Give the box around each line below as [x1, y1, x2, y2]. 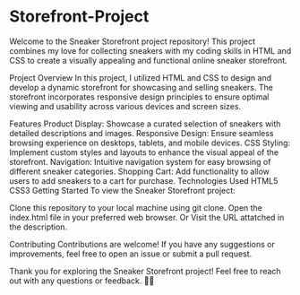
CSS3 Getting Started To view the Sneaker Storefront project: [9, 185, 236, 195]
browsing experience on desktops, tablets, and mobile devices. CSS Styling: [9, 137, 291, 148]
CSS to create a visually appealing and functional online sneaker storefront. [9, 55, 288, 65]
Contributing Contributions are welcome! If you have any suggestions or [9, 239, 275, 249]
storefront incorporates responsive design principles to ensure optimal [9, 91, 270, 102]
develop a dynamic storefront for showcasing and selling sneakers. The [9, 82, 273, 92]
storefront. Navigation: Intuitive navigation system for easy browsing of [9, 156, 271, 167]
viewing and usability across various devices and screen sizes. [9, 100, 242, 111]
